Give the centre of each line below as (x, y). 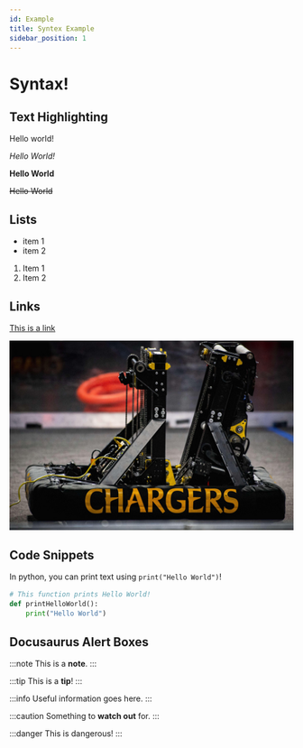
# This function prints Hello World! (80, 595)
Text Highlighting (59, 117)
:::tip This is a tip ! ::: (46, 680)
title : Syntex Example (52, 28)
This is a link (32, 328)
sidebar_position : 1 (48, 38)
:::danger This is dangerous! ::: (66, 733)
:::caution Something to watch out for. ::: (84, 716)
